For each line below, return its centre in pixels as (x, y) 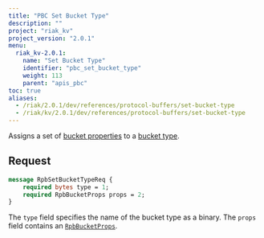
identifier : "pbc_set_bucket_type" (82, 68)
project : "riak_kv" (41, 31)
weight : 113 (43, 76)
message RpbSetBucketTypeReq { (61, 179)
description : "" (35, 23)
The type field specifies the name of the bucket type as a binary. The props (132, 217)
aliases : (23, 98)
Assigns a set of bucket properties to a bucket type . (94, 136)
